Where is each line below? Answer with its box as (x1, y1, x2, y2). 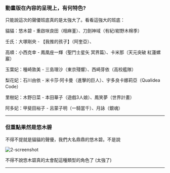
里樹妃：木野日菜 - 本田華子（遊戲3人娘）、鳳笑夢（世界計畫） (5, 94, 135, 100)
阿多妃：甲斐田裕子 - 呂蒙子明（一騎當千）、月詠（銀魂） (5, 105, 123, 111)
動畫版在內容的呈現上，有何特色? (5, 4, 86, 11)
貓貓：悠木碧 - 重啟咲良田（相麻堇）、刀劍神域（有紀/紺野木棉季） (5, 28, 143, 34)
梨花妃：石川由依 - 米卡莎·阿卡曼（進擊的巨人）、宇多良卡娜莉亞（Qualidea (5, 77, 160, 83)
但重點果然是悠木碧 (5, 124, 52, 131)
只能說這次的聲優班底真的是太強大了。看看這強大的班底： (5, 17, 125, 23)
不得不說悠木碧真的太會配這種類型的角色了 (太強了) (5, 157, 112, 163)
